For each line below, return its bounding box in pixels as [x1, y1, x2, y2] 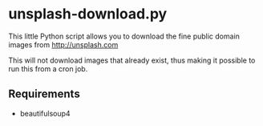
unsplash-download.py [8, 5, 168, 23]
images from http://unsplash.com [8, 39, 119, 49]
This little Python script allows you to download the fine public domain [8, 31, 241, 41]
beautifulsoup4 [19, 108, 71, 118]
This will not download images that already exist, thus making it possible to [8, 55, 256, 65]
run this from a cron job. [8, 63, 88, 73]
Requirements [8, 87, 80, 101]
